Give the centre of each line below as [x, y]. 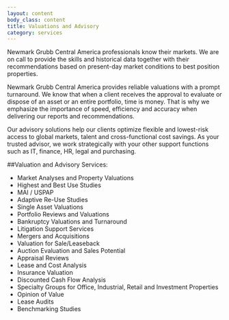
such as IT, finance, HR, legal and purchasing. [72, 151]
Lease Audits [36, 301]
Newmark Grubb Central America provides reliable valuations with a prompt [113, 87]
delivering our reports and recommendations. [71, 116]
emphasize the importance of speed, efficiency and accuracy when [102, 109]
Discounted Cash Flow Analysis [61, 280]
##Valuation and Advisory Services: [57, 164]
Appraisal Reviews [43, 258]
